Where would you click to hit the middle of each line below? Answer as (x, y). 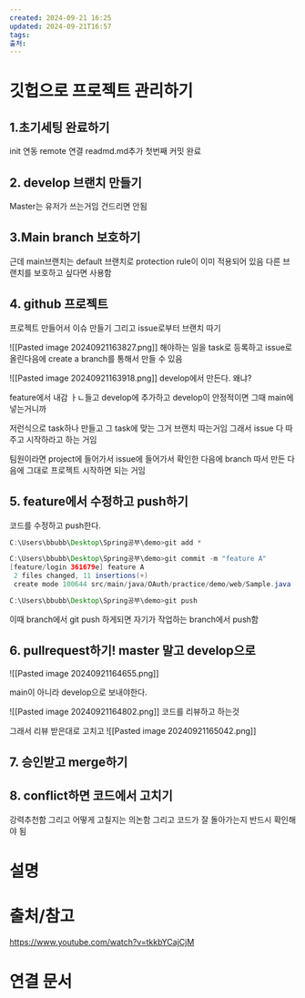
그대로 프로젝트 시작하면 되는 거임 (86, 470)
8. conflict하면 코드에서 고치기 (91, 796)
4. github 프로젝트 (59, 305)
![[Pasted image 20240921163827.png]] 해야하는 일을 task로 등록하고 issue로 (151, 347)
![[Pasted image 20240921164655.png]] (84, 673)
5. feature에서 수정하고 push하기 (99, 502)
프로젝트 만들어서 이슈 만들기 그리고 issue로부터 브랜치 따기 (115, 328)
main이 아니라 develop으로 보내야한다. (78, 692)
